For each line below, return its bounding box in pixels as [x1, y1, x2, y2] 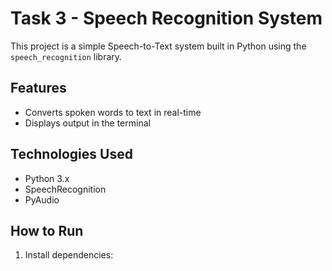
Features [10, 80, 67, 97]
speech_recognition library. [10, 50, 123, 62]
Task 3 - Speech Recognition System [10, 7, 323, 30]
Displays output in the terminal [24, 117, 151, 129]
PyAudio [24, 193, 60, 206]
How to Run [10, 222, 84, 239]
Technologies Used [10, 146, 133, 163]
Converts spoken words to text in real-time [24, 106, 202, 118]
